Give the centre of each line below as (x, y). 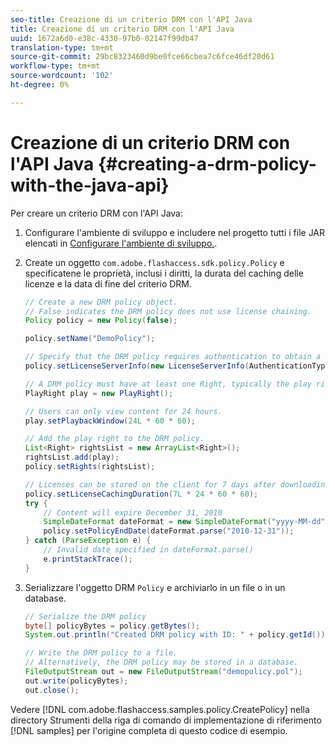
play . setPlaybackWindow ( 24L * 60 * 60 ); (110, 421)
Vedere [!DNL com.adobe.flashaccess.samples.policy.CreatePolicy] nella (160, 709)
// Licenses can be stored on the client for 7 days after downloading (177, 484)
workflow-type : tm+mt (55, 66)
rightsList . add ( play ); (72, 457)
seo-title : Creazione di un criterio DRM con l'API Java (131, 19)
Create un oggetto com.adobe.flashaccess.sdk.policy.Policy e (154, 262)
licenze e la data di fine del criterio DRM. (108, 283)
